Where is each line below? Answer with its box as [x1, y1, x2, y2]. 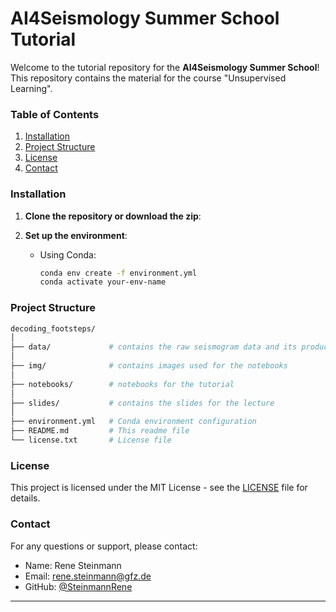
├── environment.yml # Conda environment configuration [10, 417, 257, 427]
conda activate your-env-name [39, 277, 167, 287]
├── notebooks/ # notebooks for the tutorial [10, 379, 235, 389]
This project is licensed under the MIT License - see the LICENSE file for [10, 482, 308, 494]
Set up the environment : [24, 229, 128, 241]
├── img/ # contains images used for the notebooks [10, 361, 288, 371]
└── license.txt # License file [10, 435, 172, 446]
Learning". [10, 82, 53, 94]
